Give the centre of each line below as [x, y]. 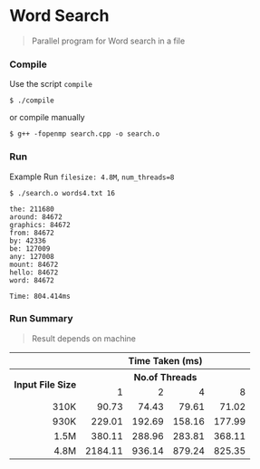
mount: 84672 [34, 264]
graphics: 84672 [40, 225]
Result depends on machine [84, 338]
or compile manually [47, 118]
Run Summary [42, 319]
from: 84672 [32, 233]
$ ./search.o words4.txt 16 [63, 193]
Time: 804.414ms [40, 296]
